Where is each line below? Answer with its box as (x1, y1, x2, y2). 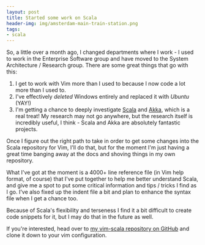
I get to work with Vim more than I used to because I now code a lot (15, 80, 185, 88)
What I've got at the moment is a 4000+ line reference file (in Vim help (6, 169, 184, 176)
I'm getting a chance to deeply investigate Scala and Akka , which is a (15, 106, 190, 113)
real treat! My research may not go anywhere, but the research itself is (15, 113, 193, 120)
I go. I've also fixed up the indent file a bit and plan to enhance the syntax (6, 188, 192, 196)
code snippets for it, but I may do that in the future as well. (6, 213, 154, 221)
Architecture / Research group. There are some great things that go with (6, 62, 188, 69)
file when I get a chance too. (6, 195, 78, 202)
